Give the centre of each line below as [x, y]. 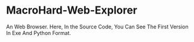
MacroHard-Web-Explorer [72, 10]
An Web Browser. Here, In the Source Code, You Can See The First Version [97, 27]
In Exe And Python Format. [39, 33]
